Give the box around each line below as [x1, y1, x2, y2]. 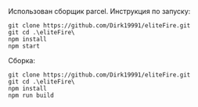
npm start [8, 42, 41, 50]
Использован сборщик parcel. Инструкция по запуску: [8, 7, 191, 16]
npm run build [8, 91, 55, 99]
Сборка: [8, 56, 35, 65]
